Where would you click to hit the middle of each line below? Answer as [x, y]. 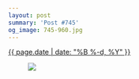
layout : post [30, 15]
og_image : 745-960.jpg [45, 30]
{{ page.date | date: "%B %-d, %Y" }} [69, 52]
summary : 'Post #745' [44, 23]
